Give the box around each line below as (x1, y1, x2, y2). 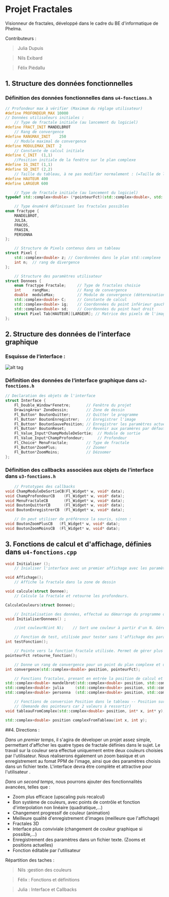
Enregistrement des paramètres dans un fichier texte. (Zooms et (12, 836, 146, 843)
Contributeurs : (5, 35, 37, 41)
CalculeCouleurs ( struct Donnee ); (5, 602, 75, 607)
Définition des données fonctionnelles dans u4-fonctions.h (5, 94, 152, 101)
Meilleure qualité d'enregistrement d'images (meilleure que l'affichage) (12, 815, 160, 821)
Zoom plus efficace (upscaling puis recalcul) (12, 794, 105, 800)
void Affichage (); (5, 575, 44, 580)
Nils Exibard (17, 54, 43, 61)
